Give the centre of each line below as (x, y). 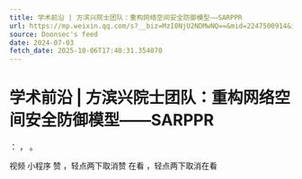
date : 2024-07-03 (42, 43)
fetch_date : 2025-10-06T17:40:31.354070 (86, 51)
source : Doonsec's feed (54, 34)
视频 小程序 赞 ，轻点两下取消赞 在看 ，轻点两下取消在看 (113, 166)
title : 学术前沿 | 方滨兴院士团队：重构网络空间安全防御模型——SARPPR (126, 17)
